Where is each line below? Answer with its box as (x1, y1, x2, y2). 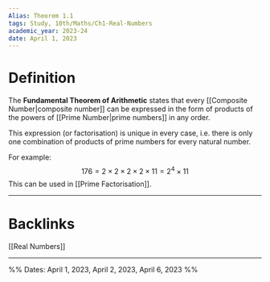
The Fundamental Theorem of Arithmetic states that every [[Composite (8, 96, 247, 106)
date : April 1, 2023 (8, 34, 78, 43)
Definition (8, 69, 76, 87)
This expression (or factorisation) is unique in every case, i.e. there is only (8, 128, 253, 138)
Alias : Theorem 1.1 (8, 11, 74, 20)
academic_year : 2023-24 (8, 27, 88, 35)
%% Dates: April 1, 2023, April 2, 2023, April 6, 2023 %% (8, 264, 198, 274)
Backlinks (8, 215, 76, 234)
